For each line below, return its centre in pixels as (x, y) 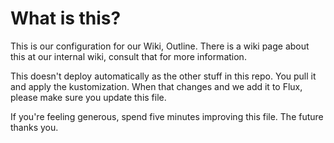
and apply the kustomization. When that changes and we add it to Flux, (156, 86)
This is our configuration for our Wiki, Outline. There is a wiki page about (160, 46)
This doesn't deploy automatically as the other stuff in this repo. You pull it (163, 76)
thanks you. (34, 127)
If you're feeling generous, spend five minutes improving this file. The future (167, 116)
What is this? (66, 18)
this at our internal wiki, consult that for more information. (128, 56)
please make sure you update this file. (88, 97)
